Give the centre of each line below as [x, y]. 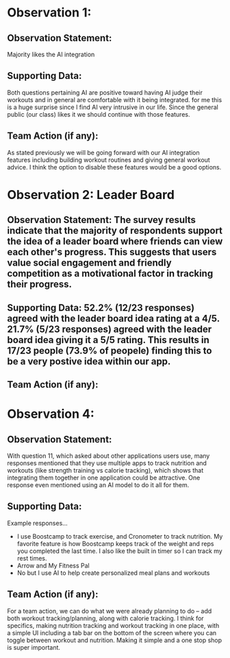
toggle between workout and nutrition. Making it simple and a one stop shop [115, 640]
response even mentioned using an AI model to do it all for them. [98, 484]
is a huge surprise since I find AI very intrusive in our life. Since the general [113, 107]
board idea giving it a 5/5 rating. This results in [108, 340]
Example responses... [38, 523]
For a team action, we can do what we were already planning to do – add [110, 611]
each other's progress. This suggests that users [112, 252]
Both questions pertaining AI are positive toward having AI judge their [105, 92]
